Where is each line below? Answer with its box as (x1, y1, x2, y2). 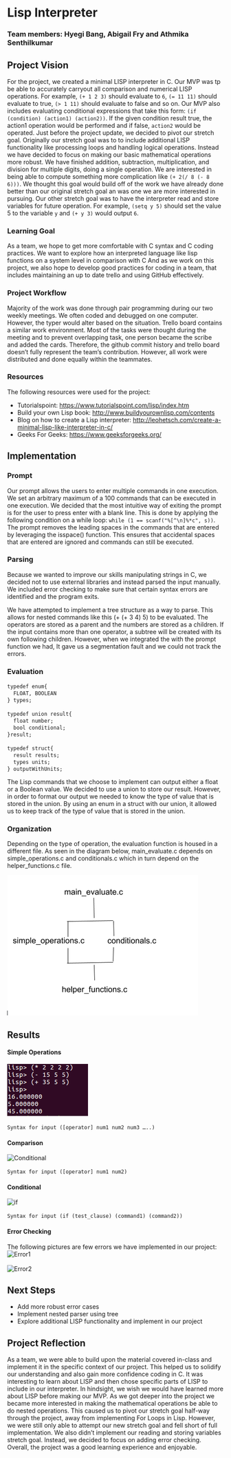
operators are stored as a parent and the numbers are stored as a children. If (7, 620, 224, 629)
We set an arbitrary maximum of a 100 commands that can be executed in (7, 494, 217, 502)
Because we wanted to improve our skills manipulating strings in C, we (7, 570, 208, 578)
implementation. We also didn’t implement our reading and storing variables (7, 1428, 221, 1437)
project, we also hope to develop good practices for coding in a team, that (7, 263, 217, 272)
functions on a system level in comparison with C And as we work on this (7, 257, 214, 265)
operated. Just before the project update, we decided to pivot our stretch (7, 129, 214, 137)
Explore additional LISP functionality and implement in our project (16, 1317, 203, 1325)
